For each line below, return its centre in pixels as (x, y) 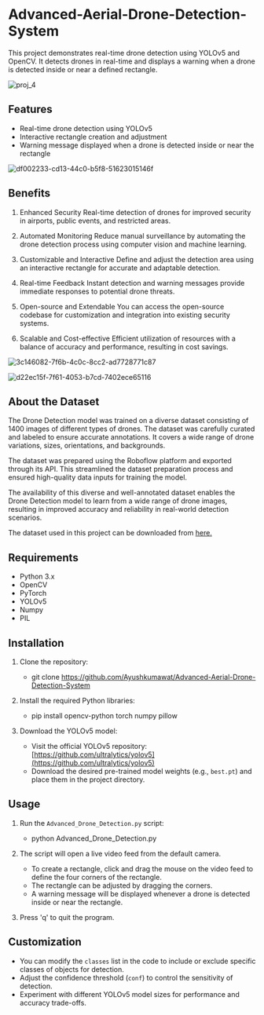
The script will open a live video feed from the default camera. (120, 853)
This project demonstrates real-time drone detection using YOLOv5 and (124, 53)
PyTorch (33, 593)
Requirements (43, 558)
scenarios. (25, 518)
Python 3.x (37, 577)
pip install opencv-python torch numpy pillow (104, 716)
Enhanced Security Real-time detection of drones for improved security (135, 212)
